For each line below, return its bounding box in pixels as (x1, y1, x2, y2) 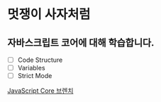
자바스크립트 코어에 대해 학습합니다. (7, 37, 155, 49)
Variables (17, 64, 45, 72)
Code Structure (17, 56, 63, 64)
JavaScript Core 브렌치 (7, 87, 74, 95)
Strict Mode (17, 72, 52, 80)
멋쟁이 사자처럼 (7, 6, 91, 23)
